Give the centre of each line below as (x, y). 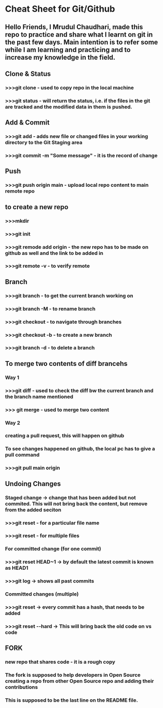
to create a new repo (37, 207)
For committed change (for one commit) (53, 549)
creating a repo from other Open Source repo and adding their (80, 681)
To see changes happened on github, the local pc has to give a (80, 449)
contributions (21, 687)
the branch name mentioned (39, 397)
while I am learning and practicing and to (68, 50)
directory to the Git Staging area (44, 143)
